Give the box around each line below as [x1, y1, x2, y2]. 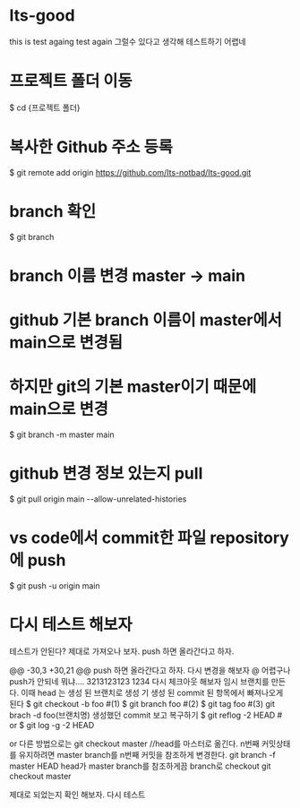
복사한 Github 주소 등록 [9, 137, 173, 158]
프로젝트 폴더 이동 [9, 71, 133, 91]
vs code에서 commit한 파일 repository [9, 528, 289, 548]
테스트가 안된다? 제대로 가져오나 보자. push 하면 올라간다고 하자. [9, 646, 235, 657]
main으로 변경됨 [9, 332, 124, 353]
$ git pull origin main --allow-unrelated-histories [9, 494, 187, 504]
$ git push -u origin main [9, 580, 100, 591]
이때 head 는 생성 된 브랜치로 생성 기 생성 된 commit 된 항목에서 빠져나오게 [21, 687, 284, 698]
